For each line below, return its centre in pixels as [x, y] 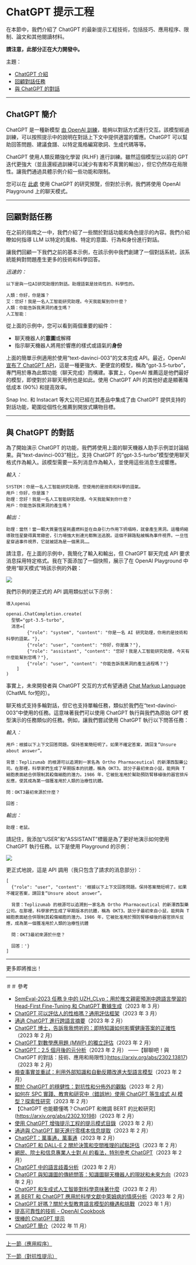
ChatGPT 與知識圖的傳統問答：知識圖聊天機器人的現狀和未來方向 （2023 [101, 1175]
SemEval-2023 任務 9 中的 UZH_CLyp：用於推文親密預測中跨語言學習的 [100, 999]
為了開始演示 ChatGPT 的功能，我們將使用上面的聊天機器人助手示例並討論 [95, 448]
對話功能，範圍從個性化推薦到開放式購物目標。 [62, 407]
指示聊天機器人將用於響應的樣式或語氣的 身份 [68, 345]
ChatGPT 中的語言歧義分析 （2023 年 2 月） [67, 1167]
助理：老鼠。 [19, 828]
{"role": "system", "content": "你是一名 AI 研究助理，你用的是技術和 [108, 633]
